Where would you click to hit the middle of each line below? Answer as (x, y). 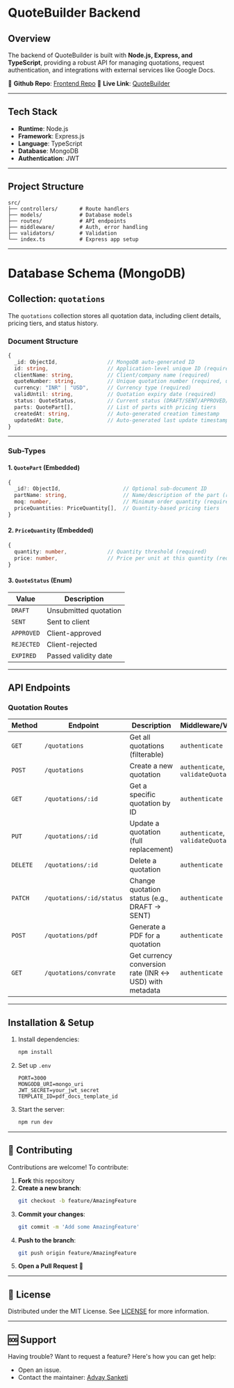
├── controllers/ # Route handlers (69, 209)
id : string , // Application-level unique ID (107, 368)
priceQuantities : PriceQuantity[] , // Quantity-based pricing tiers (117, 508)
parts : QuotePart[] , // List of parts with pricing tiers (115, 407)
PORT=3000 (32, 1078)
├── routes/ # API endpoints (67, 221)
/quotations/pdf (71, 936)
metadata (145, 991)
